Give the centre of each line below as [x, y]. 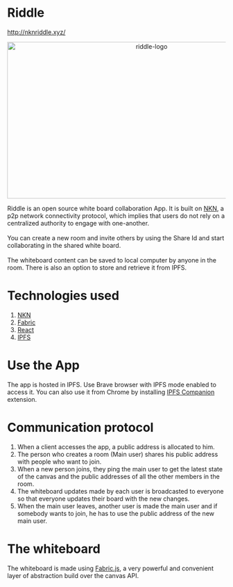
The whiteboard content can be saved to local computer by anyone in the [112, 260]
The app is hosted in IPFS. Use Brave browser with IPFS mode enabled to [112, 384]
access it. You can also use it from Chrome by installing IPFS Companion [111, 392]
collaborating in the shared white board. [64, 245]
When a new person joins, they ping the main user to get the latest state [120, 469]
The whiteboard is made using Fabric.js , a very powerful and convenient [110, 568]
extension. [22, 399]
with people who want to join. [59, 462]
